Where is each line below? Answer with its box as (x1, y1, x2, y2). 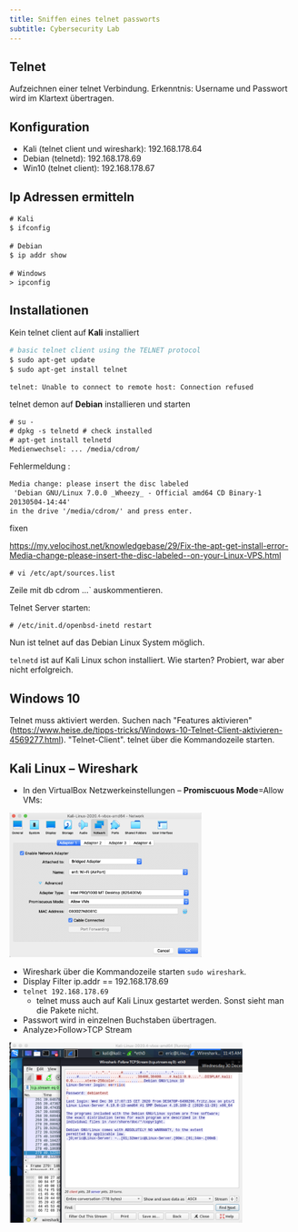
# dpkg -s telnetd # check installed (9, 427, 153, 436)
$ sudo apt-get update (9, 355, 95, 364)
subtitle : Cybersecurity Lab (9, 24, 120, 34)
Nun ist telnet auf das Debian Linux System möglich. (9, 637, 205, 648)
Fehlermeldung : (9, 460, 71, 472)
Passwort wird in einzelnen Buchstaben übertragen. (22, 1015, 217, 1025)
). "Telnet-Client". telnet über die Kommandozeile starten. (60, 734, 275, 745)
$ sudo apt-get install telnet (9, 365, 128, 374)
